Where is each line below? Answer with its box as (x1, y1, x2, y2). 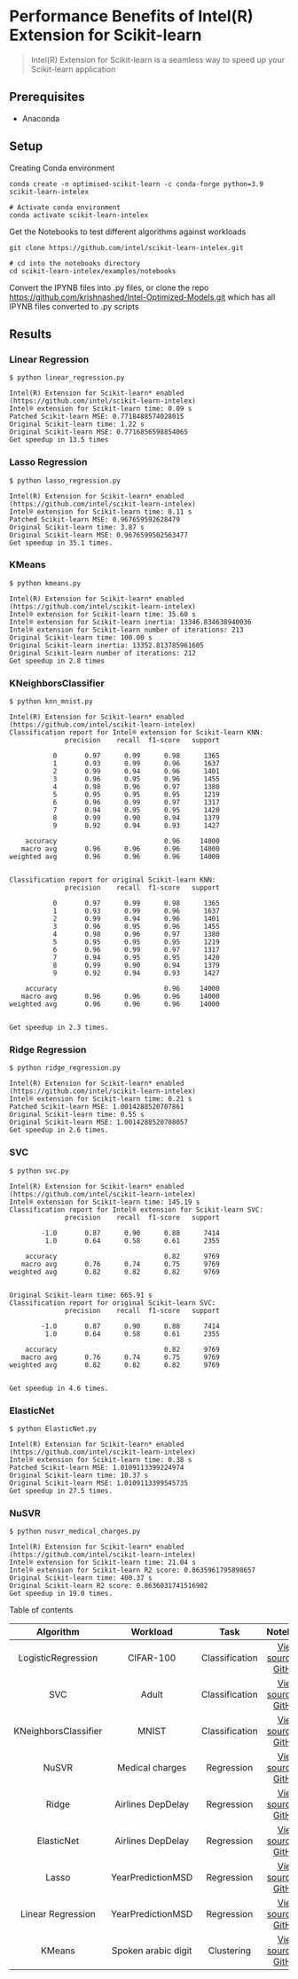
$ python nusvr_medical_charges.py (9, 1527, 141, 1536)
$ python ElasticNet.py (9, 1425, 98, 1433)
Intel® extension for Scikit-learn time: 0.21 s (9, 1095, 192, 1103)
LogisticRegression (18, 1652, 98, 1664)
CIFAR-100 (127, 1652, 176, 1664)
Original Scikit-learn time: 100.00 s (9, 632, 153, 642)
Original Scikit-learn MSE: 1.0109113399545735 (9, 1479, 189, 1488)
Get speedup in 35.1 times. (9, 538, 114, 547)
